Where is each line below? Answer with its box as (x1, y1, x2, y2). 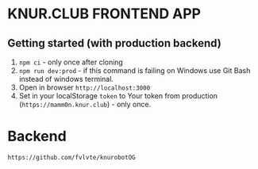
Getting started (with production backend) (7, 36, 221, 50)
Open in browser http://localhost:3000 (18, 83, 151, 92)
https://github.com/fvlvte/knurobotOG (7, 153, 136, 161)
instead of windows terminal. (18, 75, 114, 83)
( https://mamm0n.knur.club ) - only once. (18, 100, 152, 109)
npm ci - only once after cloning (18, 57, 124, 67)
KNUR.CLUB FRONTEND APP (7, 5, 202, 23)
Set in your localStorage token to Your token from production (18, 91, 218, 100)
